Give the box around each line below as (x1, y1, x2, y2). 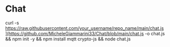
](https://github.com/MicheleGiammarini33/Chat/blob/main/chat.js (5, 30, 144, 36)
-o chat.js (145, 30, 165, 36)
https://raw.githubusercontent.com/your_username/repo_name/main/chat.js (5, 25, 164, 31)
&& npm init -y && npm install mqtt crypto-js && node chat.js (5, 36, 131, 42)
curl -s (5, 20, 19, 26)
